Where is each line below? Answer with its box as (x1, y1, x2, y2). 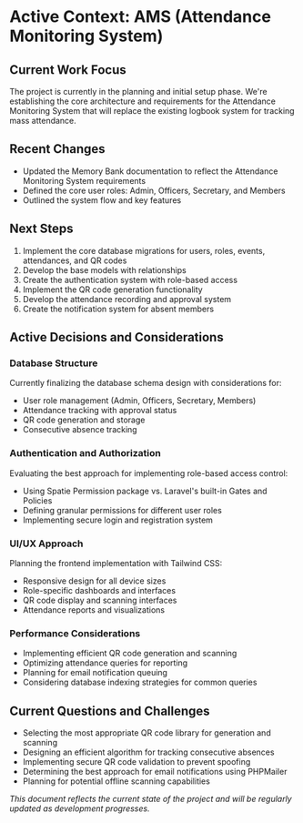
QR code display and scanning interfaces (22, 594, 177, 605)
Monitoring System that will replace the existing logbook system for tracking (9, 106, 295, 116)
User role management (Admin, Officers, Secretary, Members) (22, 395, 257, 406)
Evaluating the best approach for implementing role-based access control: (9, 467, 288, 479)
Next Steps (9, 221, 74, 237)
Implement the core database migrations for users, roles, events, (22, 245, 266, 256)
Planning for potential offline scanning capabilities (22, 776, 211, 787)
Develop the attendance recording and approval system (22, 293, 232, 304)
